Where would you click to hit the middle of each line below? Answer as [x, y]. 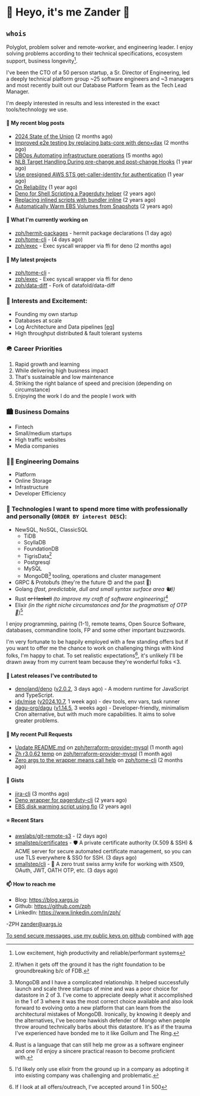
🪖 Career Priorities [34, 349]
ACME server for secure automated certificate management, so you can [103, 851]
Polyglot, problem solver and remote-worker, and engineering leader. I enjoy [100, 47]
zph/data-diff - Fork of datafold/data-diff [65, 286]
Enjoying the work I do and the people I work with [76, 396]
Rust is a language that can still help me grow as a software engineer [99, 1045]
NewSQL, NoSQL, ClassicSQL [51, 529]
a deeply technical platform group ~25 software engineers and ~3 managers [100, 79]
